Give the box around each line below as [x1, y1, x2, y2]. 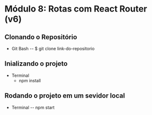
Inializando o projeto [4, 59, 68, 68]
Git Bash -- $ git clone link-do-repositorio [11, 46, 95, 51]
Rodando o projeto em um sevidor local [4, 92, 125, 100]
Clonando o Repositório [4, 33, 77, 41]
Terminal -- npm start [11, 104, 55, 110]
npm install [18, 77, 41, 83]
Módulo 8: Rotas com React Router [4, 3, 148, 14]
